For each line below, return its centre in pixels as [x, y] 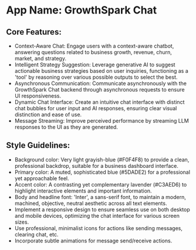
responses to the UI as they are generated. [66, 127]
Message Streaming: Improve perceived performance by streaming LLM [102, 121]
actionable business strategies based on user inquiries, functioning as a [102, 71]
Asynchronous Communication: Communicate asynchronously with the [100, 83]
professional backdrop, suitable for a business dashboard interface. [97, 165]
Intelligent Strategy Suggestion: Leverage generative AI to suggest [95, 65]
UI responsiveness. [38, 96]
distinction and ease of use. [48, 114]
